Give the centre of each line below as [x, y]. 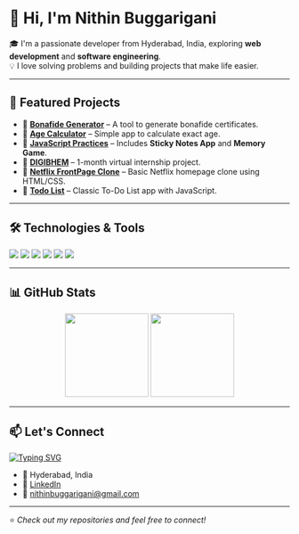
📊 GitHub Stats [53, 292]
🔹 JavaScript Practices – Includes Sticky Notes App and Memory [144, 143]
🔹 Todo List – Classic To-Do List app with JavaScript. [119, 190]
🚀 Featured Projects [65, 103]
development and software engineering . [85, 56]
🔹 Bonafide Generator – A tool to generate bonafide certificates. [140, 124]
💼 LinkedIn [41, 484]
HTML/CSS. [44, 181]
